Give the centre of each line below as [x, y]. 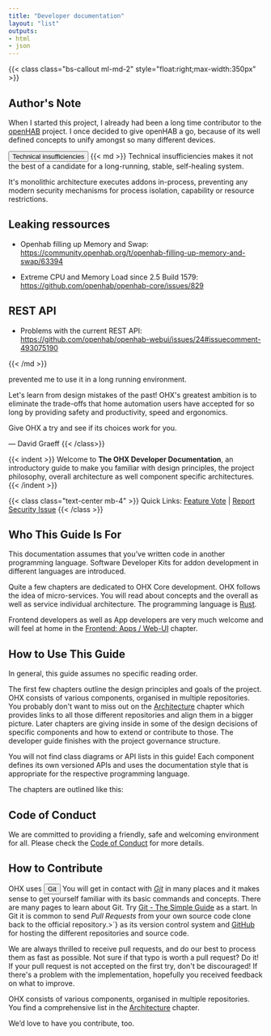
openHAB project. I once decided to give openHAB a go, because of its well [134, 131]
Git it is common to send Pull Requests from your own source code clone [130, 915]
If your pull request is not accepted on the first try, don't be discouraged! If [133, 966]
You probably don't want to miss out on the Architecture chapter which [127, 706]
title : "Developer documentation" [67, 16]
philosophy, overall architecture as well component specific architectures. [131, 476]
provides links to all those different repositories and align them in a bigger [131, 715]
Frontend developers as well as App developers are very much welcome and [136, 620]
